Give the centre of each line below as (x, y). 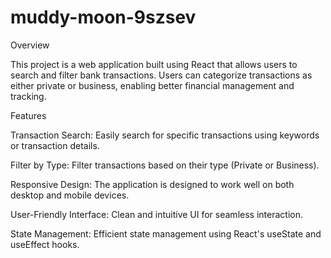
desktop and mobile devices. (70, 195)
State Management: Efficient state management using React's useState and (166, 233)
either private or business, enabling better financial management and (152, 85)
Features (28, 115)
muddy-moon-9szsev (103, 17)
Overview (30, 45)
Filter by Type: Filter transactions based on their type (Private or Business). (165, 165)
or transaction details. (55, 145)
